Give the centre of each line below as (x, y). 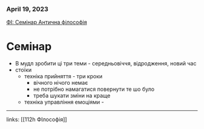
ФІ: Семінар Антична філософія (47, 22)
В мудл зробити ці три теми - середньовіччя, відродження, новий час (106, 64)
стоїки (23, 70)
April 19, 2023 (27, 9)
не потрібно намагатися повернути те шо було (94, 89)
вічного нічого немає (60, 83)
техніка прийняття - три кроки (63, 76)
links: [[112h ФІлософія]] (37, 119)
